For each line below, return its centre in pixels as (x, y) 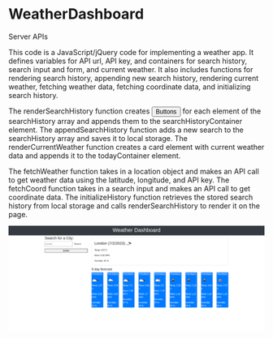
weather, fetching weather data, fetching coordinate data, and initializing (130, 87)
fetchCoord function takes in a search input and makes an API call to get (129, 188)
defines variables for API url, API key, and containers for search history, (128, 61)
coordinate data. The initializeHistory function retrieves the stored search (131, 197)
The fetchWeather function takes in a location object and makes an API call (134, 171)
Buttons (166, 111)
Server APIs (28, 36)
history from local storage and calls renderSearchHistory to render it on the (134, 205)
